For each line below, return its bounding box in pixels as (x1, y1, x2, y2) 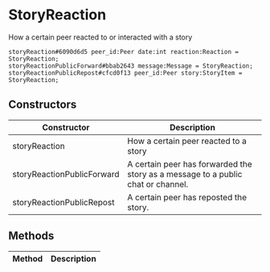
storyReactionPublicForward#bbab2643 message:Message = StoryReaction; (8, 62, 253, 70)
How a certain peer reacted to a (127, 135, 247, 146)
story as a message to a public (127, 168, 243, 179)
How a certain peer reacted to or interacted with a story (8, 32, 193, 42)
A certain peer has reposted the (127, 192, 247, 203)
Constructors (8, 98, 77, 112)
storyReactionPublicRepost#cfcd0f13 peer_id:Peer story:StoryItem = (8, 68, 243, 77)
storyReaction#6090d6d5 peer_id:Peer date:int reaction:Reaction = (8, 47, 239, 56)
